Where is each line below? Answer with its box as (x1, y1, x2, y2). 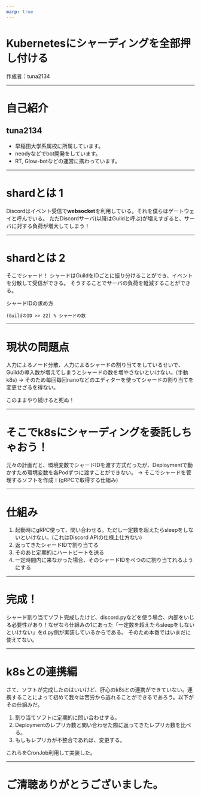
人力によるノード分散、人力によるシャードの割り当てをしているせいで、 (6, 361, 184, 369)
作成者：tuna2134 (6, 73, 50, 80)
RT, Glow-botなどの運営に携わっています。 (14, 157, 121, 164)
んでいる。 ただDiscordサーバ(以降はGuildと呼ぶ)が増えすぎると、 (22, 214, 184, 222)
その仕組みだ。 (6, 701, 43, 708)
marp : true (6, 8, 33, 15)
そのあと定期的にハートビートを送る (14, 549, 105, 556)
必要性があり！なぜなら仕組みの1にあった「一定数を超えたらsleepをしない (11, 621, 195, 629)
